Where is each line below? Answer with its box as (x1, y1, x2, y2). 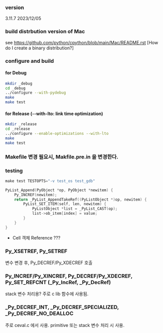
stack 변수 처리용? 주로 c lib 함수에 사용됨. (5, 291, 89, 297)
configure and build (5, 57, 54, 64)
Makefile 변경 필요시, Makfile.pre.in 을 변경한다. (5, 153, 119, 160)
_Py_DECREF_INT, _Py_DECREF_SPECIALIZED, (5, 304, 119, 311)
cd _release (5, 126, 30, 132)
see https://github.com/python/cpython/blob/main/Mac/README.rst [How (5, 39, 158, 45)
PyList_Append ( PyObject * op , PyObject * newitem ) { (5, 188, 113, 193)
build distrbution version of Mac (5, 28, 85, 35)
